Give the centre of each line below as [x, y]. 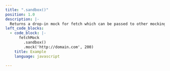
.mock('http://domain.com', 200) [59, 47]
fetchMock [29, 38]
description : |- [22, 19]
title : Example [30, 51]
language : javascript [37, 56]
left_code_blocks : [25, 28]
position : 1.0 [20, 14]
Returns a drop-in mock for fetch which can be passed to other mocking [88, 24]
